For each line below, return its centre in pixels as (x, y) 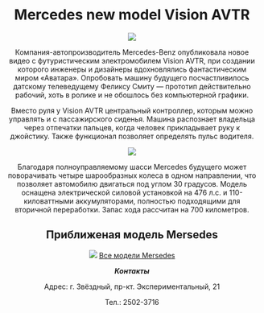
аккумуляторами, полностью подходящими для (158, 201)
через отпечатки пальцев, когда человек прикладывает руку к (132, 127)
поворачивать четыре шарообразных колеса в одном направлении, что (132, 175)
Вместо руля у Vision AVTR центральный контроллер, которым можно (132, 110)
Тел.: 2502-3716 (132, 302)
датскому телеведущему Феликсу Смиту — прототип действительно (132, 86)
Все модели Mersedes (137, 255)
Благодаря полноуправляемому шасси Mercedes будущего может (132, 167)
